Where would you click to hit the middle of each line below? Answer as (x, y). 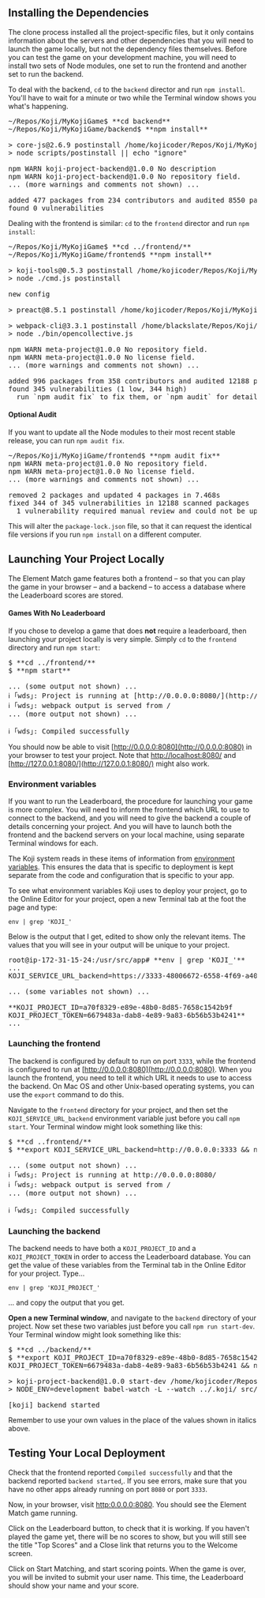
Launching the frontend (54, 1044)
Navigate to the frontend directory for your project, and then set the (118, 1110)
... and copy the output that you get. (66, 1302)
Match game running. (43, 1513)
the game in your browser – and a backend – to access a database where (127, 586)
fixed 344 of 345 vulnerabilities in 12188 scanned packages (129, 503)
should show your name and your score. (74, 1585)
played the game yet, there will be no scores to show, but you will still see (127, 1536)
